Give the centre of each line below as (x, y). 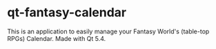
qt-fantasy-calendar (67, 13)
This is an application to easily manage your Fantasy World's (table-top (108, 31)
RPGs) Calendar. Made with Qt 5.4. (57, 38)
